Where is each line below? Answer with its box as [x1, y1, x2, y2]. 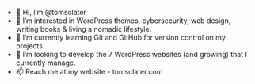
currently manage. [15, 58, 76, 67]
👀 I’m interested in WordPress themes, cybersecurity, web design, [15, 16, 231, 25]
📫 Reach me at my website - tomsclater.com [15, 67, 163, 76]
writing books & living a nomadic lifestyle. [15, 25, 152, 33]
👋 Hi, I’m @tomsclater [15, 8, 87, 17]
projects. [15, 41, 45, 51]
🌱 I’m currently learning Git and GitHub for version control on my [15, 32, 226, 42]
